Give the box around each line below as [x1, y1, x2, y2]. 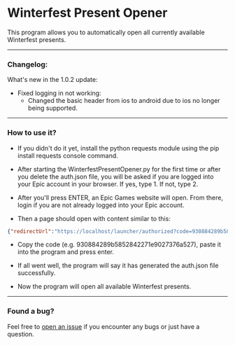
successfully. [17, 269, 56, 277]
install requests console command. [17, 151, 119, 160]
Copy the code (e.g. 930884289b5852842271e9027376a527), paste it [17, 240, 222, 249]
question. [7, 330, 35, 338]
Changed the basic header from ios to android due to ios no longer [27, 97, 220, 105]
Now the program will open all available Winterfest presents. [17, 282, 192, 291]
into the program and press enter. [17, 248, 114, 256]
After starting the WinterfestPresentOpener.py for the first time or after [17, 164, 221, 173]
